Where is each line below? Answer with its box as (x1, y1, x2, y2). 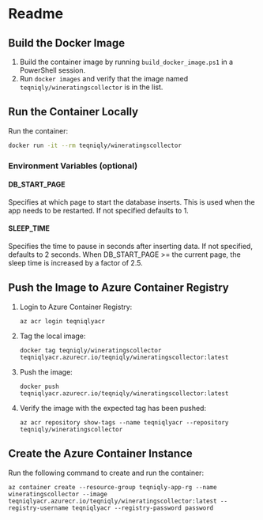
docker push (19, 382, 59, 390)
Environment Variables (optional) (8, 160, 138, 171)
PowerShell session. (19, 66, 86, 75)
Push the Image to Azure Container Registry (8, 281, 229, 295)
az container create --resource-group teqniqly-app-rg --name (8, 483, 217, 491)
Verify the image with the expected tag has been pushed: (19, 403, 207, 413)
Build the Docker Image (8, 36, 126, 50)
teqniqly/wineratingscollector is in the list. (19, 82, 163, 92)
